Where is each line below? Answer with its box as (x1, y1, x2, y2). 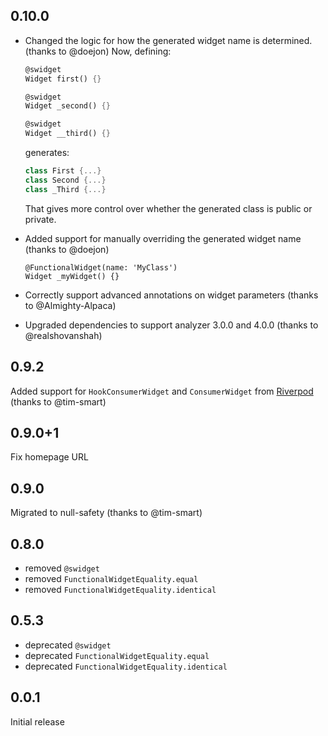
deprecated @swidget (24, 639, 112, 651)
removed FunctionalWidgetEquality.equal (24, 572, 199, 584)
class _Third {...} (24, 184, 107, 194)
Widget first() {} (24, 74, 102, 84)
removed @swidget (24, 562, 100, 574)
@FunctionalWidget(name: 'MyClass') (24, 262, 178, 273)
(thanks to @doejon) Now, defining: (24, 45, 172, 57)
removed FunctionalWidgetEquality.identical (24, 583, 217, 595)
